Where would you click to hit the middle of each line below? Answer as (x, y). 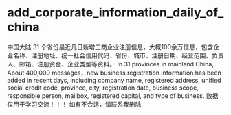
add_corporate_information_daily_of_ (115, 13)
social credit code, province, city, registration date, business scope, (103, 88)
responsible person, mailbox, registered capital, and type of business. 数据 (113, 95)
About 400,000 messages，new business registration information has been (114, 73)
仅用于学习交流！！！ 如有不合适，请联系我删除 (74, 104)
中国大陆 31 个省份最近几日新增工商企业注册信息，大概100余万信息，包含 (110, 47)
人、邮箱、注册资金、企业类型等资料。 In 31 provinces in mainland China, (111, 64)
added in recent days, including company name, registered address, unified (114, 80)
